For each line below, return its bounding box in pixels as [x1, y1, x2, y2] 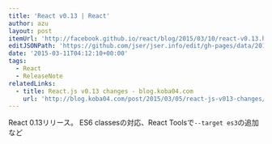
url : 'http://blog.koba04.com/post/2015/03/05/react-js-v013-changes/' [23, 95, 270, 103]
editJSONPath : [8, 42, 57, 50]
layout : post [8, 27, 53, 35]
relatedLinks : [8, 79, 57, 87]
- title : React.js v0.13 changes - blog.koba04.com [15, 87, 194, 95]
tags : [8, 57, 27, 66]
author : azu [8, 19, 49, 28]
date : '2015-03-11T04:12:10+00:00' [8, 49, 129, 57]
